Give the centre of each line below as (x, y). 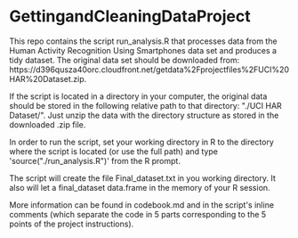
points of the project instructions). (72, 224)
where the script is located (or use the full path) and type (113, 151)
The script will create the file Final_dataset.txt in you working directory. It (142, 178)
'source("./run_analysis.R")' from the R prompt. (95, 160)
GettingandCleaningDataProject (130, 16)
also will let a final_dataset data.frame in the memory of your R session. (140, 187)
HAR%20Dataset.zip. (48, 78)
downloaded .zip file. (48, 124)
